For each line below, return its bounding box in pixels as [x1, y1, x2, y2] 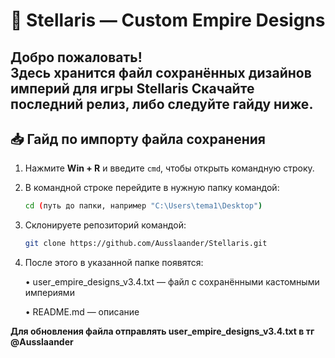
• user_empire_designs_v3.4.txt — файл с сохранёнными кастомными [24, 276, 320, 288]
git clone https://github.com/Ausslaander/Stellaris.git [24, 239, 268, 249]
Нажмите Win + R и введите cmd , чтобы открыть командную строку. [24, 162, 315, 174]
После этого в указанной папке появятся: [24, 257, 204, 269]
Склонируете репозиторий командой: [24, 219, 187, 231]
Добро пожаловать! [10, 49, 143, 66]
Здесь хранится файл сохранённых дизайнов [10, 64, 312, 81]
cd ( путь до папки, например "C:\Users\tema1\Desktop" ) [24, 201, 263, 211]
